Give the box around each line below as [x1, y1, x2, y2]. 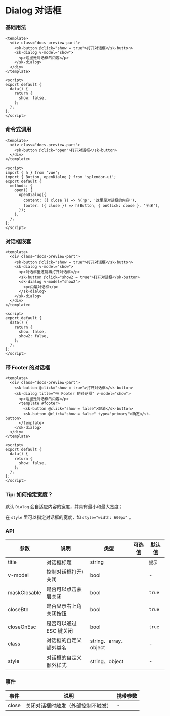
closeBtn [8, 606, 29, 613]
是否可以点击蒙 [46, 585, 82, 592]
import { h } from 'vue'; [5, 170, 60, 175]
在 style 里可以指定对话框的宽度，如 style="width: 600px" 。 [5, 514, 134, 520]
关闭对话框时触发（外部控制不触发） [25, 702, 112, 709]
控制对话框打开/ [46, 568, 84, 575]
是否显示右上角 [46, 602, 82, 609]
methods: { [10, 183, 33, 188]
